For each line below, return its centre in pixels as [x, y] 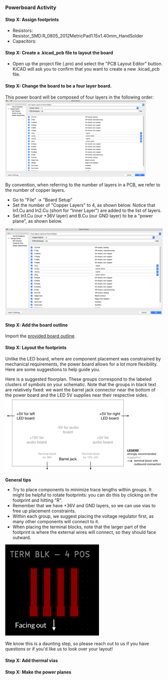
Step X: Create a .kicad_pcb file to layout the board [59, 53]
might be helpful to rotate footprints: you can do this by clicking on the [85, 495]
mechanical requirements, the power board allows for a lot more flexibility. [81, 364]
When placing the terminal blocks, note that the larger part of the [79, 527]
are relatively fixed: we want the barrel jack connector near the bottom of [80, 390]
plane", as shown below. [37, 221]
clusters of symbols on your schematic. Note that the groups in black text [81, 384]
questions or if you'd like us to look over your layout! [59, 649]
